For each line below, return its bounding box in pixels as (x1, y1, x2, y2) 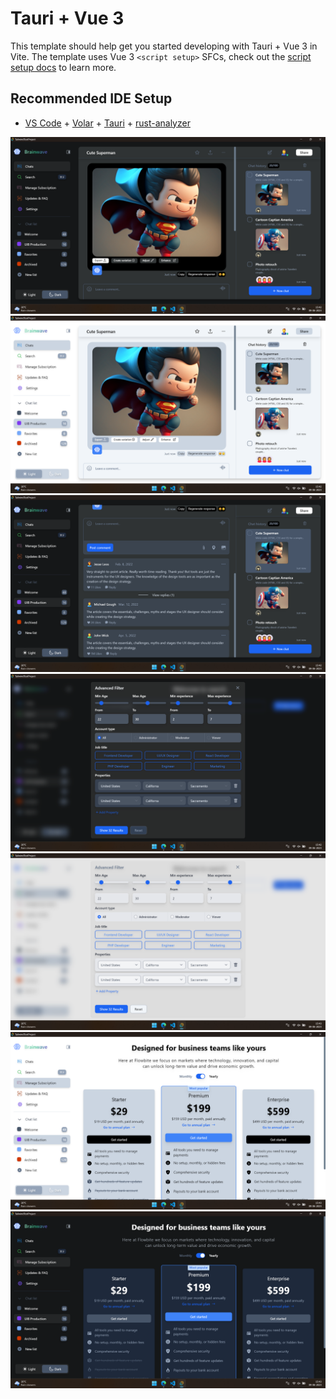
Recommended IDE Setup (10, 90, 173, 107)
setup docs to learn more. (10, 61, 117, 73)
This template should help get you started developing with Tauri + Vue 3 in (10, 40, 318, 52)
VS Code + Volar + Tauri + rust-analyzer (24, 117, 191, 129)
